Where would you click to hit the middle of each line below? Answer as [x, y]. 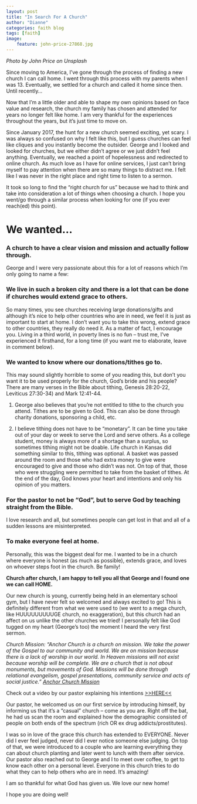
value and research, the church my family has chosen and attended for [92, 108]
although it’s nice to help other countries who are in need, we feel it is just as [98, 316]
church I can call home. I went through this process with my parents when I [97, 78]
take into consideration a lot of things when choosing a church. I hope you [96, 193]
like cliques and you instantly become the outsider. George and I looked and [98, 145]
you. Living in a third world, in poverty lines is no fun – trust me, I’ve [88, 334]
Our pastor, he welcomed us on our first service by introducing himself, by [96, 704]
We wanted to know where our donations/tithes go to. [84, 362]
